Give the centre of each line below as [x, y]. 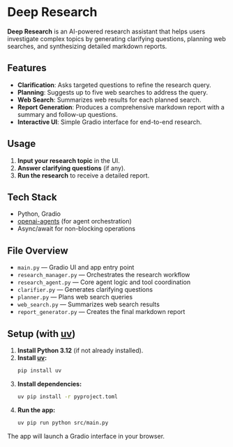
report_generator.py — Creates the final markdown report [101, 312]
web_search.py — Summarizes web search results [89, 304]
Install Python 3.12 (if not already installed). [80, 350]
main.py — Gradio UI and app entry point [76, 267]
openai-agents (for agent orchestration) [75, 221]
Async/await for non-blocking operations [76, 229]
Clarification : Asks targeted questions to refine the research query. [114, 85]
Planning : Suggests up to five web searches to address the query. [112, 92]
